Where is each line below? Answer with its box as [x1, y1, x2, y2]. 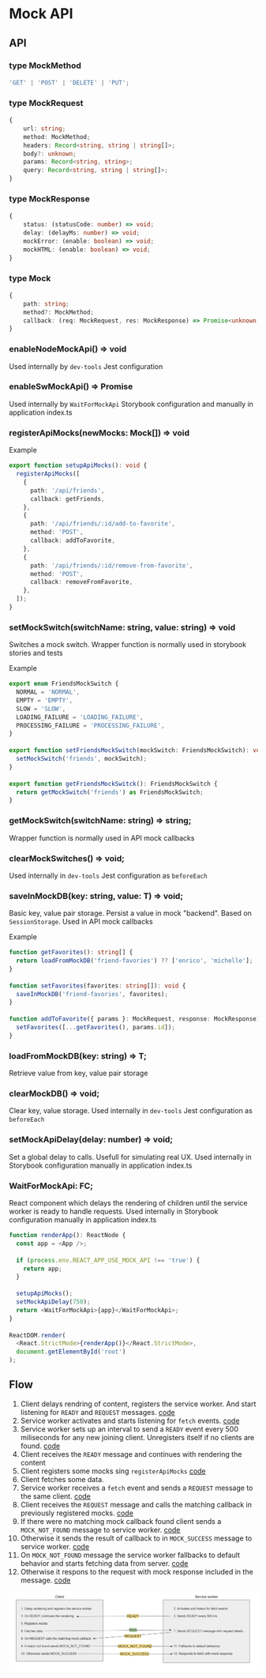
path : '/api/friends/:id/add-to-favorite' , [29, 520, 176, 528]
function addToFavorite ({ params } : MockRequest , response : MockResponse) [9, 1015, 260, 1023]
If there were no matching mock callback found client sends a [20, 1516, 222, 1526]
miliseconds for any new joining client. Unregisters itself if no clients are [20, 1432, 255, 1442]
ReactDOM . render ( [9, 1331, 66, 1339]
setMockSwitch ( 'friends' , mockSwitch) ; [16, 755, 148, 763]
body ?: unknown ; [23, 149, 77, 158]
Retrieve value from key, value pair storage [9, 1068, 148, 1078]
